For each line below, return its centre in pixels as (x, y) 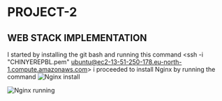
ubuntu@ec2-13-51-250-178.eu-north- (126, 62)
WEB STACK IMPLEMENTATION (77, 38)
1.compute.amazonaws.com (47, 69)
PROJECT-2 (42, 12)
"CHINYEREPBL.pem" (38, 62)
